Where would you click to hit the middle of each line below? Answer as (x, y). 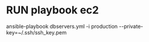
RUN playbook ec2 (53, 10)
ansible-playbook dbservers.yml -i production (62, 26)
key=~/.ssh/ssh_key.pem (36, 32)
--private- (131, 26)
